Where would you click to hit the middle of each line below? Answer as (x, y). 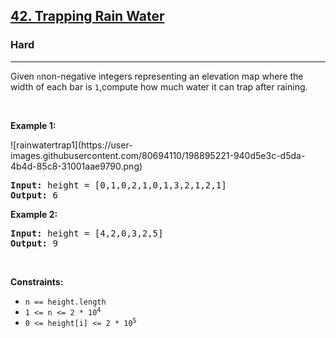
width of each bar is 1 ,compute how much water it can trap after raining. (159, 86)
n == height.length (65, 302)
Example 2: (34, 214)
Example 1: (33, 125)
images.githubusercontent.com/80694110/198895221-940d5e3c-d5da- (158, 155)
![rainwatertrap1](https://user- (71, 145)
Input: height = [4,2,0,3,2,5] (87, 233)
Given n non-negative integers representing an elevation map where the (157, 76)
